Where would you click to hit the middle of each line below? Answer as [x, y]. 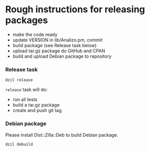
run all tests [25, 100]
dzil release [19, 80]
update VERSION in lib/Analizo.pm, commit [58, 40]
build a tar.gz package [36, 105]
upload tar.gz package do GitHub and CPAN [59, 51]
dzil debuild [19, 144]
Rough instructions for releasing [75, 9]
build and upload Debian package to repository [62, 56]
